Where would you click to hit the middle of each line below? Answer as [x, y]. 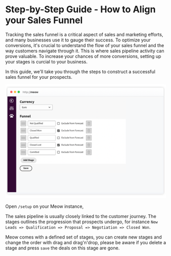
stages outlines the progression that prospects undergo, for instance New [82, 222]
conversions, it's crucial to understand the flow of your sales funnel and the [85, 45]
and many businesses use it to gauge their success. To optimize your [78, 40]
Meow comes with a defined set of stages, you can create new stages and [84, 237]
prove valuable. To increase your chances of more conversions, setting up [83, 56]
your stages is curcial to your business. [46, 61]
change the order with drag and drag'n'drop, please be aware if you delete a [86, 242]
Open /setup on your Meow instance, [44, 206]
